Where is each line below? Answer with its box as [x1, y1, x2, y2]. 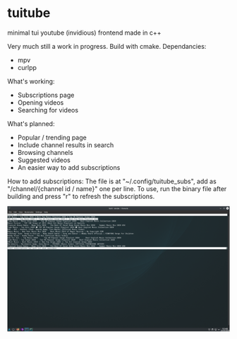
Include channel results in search [17, 140, 114, 149]
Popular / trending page [17, 133, 87, 142]
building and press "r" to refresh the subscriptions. [7, 192, 155, 200]
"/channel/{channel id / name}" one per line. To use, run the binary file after [7, 184, 227, 193]
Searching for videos [17, 105, 79, 114]
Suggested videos [17, 156, 71, 164]
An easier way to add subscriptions [17, 163, 121, 171]
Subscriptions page [17, 91, 75, 99]
